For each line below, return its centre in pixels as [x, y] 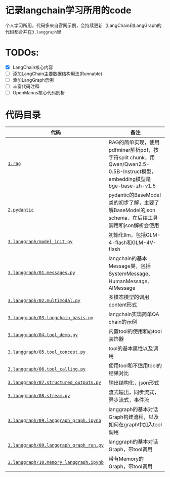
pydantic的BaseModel [135, 195]
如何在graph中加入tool [135, 425]
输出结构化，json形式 [134, 383]
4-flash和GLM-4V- [133, 243]
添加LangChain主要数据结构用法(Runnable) [57, 74]
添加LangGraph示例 [33, 80]
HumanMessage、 [131, 281]
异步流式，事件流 [129, 400]
